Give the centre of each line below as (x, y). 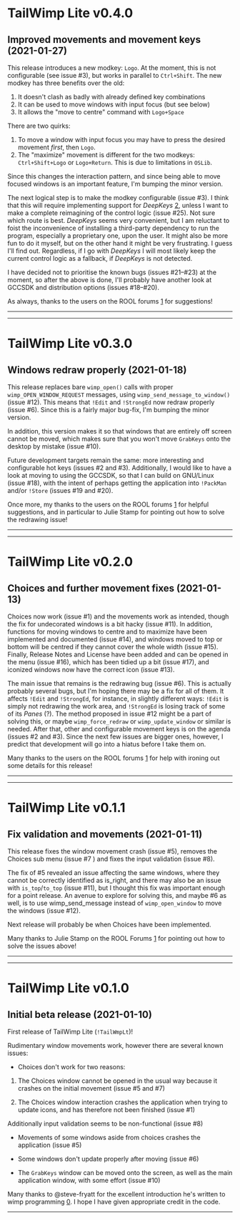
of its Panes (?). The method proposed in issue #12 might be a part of (110, 714)
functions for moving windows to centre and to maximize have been (107, 631)
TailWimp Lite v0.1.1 (66, 808)
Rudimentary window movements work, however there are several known (115, 1045)
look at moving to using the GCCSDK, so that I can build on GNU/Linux (111, 475)
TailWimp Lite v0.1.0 (69, 988)
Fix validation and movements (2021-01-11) (105, 834)
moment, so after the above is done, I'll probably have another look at (110, 280)
